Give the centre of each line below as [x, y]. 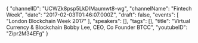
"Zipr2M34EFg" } [27, 34]
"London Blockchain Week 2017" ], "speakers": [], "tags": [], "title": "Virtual [98, 21]
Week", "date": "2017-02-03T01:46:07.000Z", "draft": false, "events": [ [92, 15]
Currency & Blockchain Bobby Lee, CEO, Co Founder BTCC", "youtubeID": [97, 27]
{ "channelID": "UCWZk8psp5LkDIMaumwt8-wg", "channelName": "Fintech [99, 9]
